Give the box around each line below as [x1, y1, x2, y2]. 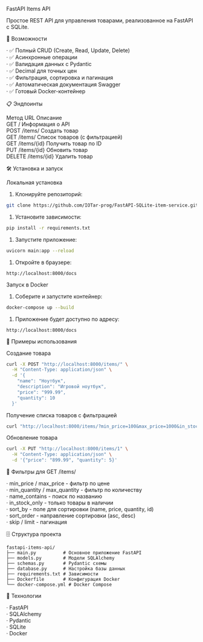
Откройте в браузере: [14, 259, 72, 266]
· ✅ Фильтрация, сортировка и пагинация [6, 74, 114, 81]
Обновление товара [6, 434, 58, 442]
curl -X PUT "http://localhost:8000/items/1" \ [6, 446, 129, 452]
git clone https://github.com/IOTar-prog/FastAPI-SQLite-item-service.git [6, 202, 199, 208]
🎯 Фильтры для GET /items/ [6, 468, 77, 475]
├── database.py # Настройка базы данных [6, 566, 126, 572]
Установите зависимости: [14, 213, 82, 220]
